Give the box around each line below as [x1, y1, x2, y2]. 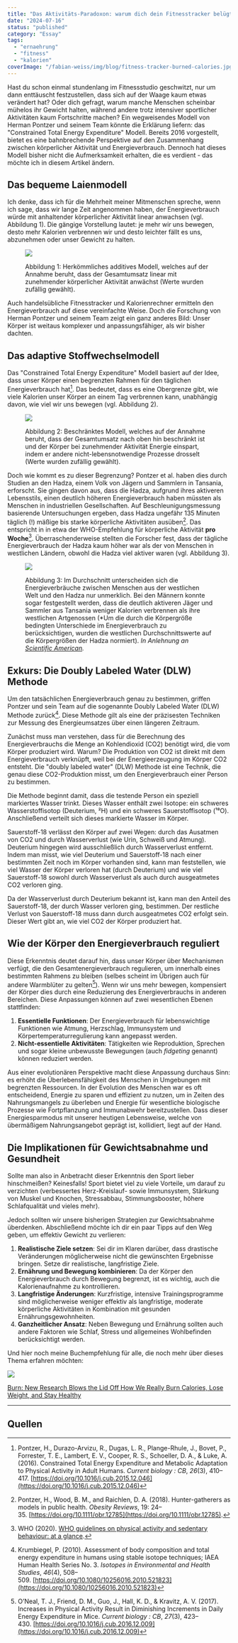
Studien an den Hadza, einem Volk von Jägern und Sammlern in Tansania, [7, 478, 223, 487]
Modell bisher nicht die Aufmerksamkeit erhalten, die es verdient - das [7, 151, 213, 159]
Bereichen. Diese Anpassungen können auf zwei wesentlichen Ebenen [7, 996, 213, 1004]
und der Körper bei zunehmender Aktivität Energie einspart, [25, 442, 200, 451]
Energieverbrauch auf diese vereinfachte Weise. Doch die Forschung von [7, 306, 221, 315]
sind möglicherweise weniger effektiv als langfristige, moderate [17, 1297, 203, 1305]
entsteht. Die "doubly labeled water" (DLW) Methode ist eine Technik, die [7, 762, 222, 771]
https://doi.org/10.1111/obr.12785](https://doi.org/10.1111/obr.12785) [30, 1510, 222, 1519]
